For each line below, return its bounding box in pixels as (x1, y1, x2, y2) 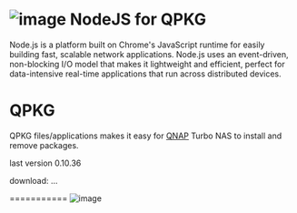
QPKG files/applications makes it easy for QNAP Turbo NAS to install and (9, 130, 282, 141)
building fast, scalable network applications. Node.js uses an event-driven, (9, 48, 289, 59)
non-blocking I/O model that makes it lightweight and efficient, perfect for (9, 58, 285, 69)
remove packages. (9, 139, 79, 150)
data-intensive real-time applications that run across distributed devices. (9, 68, 282, 79)
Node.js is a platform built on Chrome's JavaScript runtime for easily (9, 39, 265, 50)
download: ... (9, 175, 58, 186)
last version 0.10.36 (9, 157, 82, 168)
